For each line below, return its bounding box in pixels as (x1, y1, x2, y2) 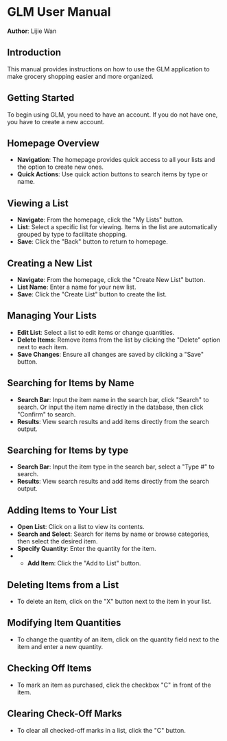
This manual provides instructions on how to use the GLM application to (7, 64, 211, 73)
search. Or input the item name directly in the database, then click (16, 403, 204, 411)
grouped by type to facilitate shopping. (16, 231, 128, 239)
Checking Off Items (7, 663, 92, 674)
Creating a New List (7, 257, 93, 269)
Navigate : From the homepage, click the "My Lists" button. (16, 215, 184, 224)
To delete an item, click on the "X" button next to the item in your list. (16, 598, 212, 606)
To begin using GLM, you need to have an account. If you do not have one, (7, 110, 218, 119)
